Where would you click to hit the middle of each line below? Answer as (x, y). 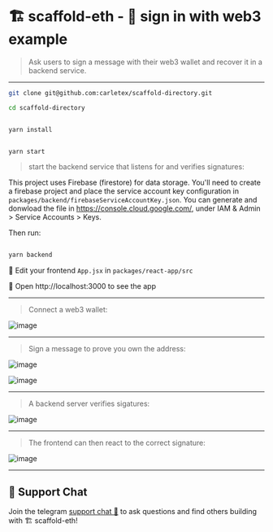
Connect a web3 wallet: (68, 310)
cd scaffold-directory (47, 107)
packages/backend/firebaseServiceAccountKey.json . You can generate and (133, 200)
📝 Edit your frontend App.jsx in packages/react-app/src (101, 271)
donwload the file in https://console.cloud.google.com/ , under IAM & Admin (135, 208)
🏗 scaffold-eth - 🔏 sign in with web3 (135, 17)
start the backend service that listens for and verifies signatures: (136, 167)
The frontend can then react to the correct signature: (117, 443)
